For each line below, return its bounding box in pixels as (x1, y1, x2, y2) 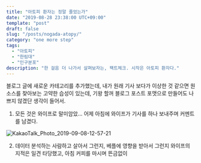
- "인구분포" (11, 59, 39, 65)
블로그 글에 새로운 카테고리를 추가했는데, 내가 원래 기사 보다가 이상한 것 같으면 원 (6, 82, 196, 89)
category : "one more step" (6, 37, 74, 43)
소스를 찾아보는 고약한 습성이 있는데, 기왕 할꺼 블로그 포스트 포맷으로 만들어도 (6, 90, 188, 97)
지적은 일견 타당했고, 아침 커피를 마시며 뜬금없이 (14, 150, 128, 157)
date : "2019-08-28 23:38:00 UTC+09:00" (6, 14, 107, 21)
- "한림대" (11, 54, 35, 60)
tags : (6, 43, 20, 49)
